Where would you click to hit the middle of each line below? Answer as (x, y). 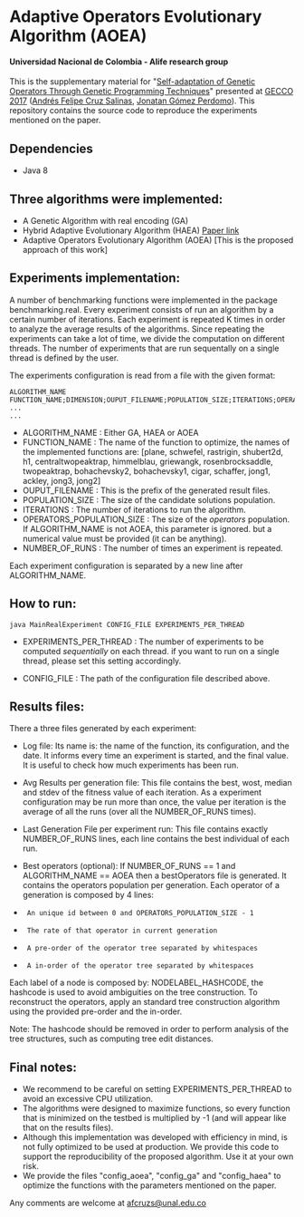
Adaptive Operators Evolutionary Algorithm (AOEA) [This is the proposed (158, 240)
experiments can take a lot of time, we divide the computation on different (147, 338)
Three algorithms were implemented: (116, 199)
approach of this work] (65, 250)
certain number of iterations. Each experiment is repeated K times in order (147, 319)
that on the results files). (68, 1128)
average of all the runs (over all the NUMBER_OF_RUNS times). (139, 812)
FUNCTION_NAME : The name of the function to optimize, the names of (156, 442)
